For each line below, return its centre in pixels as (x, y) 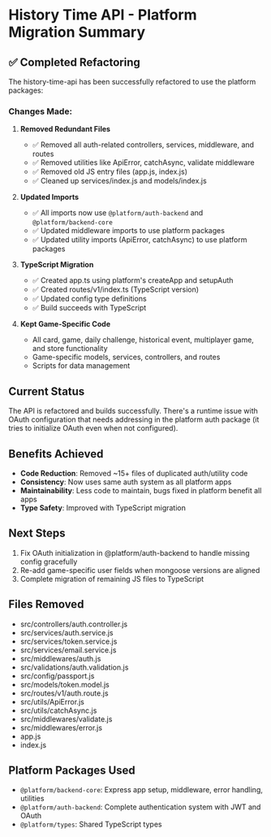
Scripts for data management (81, 366)
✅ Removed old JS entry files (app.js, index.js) (110, 171)
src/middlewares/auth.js (60, 658)
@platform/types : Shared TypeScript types (91, 824)
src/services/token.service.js (69, 641)
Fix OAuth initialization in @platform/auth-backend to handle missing (135, 553)
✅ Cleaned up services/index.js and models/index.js (119, 181)
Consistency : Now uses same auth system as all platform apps (126, 482)
